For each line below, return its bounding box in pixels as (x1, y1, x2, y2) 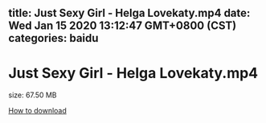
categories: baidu (8, 31, 99, 45)
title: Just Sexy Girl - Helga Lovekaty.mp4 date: (8, 6, 251, 20)
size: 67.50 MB (8, 90, 58, 100)
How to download (8, 106, 67, 116)
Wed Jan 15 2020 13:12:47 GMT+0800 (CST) (8, 19, 237, 33)
